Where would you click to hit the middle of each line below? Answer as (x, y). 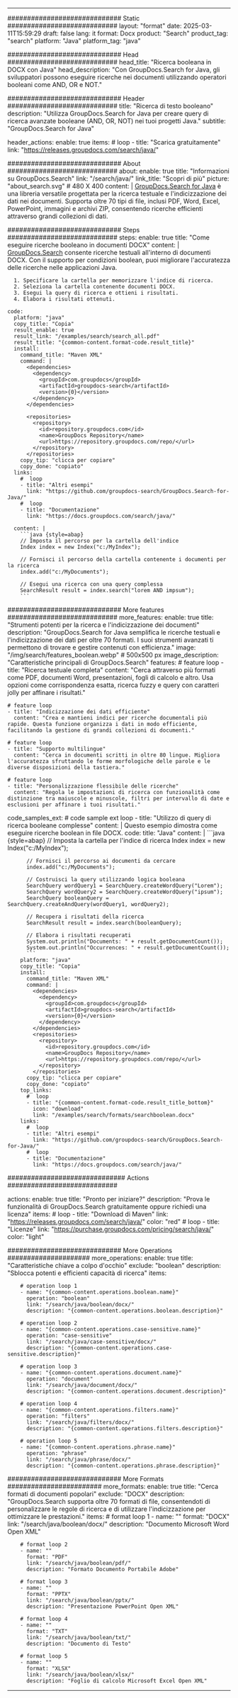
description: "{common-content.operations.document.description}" (126, 1391)
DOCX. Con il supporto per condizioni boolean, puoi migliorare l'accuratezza (119, 260)
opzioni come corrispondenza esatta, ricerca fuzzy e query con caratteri (113, 685)
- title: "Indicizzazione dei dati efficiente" (79, 712)
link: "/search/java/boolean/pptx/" (80, 1600)
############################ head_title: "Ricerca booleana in (109, 62)
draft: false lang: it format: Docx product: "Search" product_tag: (136, 33)
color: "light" (26, 1236)
